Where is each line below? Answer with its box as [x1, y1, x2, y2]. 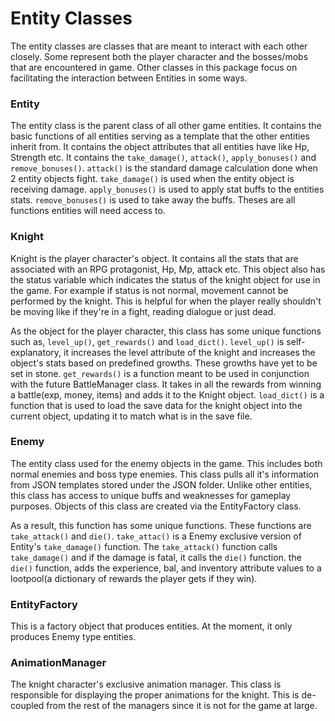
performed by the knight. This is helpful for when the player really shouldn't [10, 295, 322, 307]
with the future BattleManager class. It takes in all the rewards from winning [10, 378, 322, 390]
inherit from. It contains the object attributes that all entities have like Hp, [10, 141, 310, 153]
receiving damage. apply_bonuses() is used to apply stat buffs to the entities [10, 183, 325, 196]
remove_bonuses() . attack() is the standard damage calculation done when [10, 162, 318, 174]
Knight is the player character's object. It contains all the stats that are [10, 252, 299, 264]
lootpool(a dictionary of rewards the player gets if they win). [10, 572, 258, 584]
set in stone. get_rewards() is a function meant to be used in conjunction [10, 367, 310, 379]
